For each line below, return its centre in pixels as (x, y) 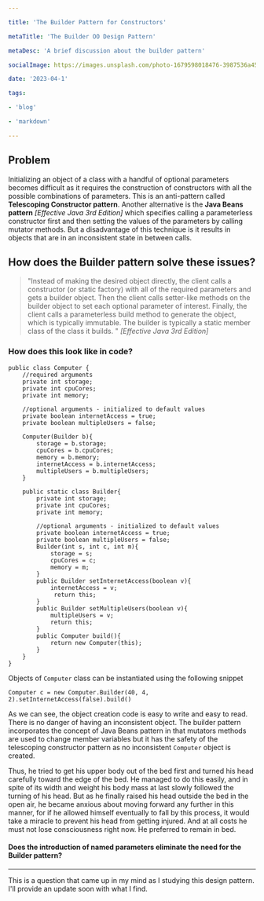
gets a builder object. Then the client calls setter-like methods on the (139, 298)
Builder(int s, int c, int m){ (88, 547)
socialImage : (29, 65)
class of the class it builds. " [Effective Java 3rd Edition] (118, 331)
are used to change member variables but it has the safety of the (113, 738)
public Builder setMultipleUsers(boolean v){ (112, 608)
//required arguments (57, 375)
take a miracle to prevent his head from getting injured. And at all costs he (128, 821)
